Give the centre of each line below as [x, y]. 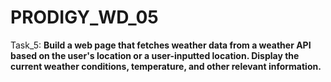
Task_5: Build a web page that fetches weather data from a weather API [161, 45]
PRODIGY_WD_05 [84, 17]
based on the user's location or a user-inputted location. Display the [155, 55]
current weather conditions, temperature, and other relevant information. [166, 66]
